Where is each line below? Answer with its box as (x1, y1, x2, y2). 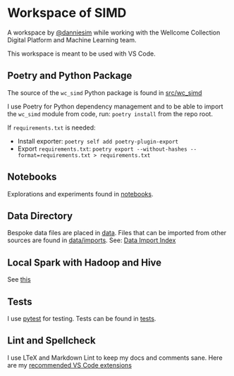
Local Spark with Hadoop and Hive (7, 256, 162, 268)
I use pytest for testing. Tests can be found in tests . (7, 315, 156, 322)
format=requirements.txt (17, 151, 91, 159)
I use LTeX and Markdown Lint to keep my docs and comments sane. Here (7, 353, 223, 362)
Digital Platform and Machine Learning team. (7, 35, 137, 44)
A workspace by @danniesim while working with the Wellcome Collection (7, 28, 221, 37)
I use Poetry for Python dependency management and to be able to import (7, 102, 223, 111)
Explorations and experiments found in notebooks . (7, 189, 154, 198)
